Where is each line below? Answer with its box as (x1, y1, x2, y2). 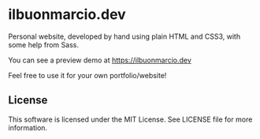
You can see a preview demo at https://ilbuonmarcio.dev (8, 55, 191, 65)
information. (8, 122, 48, 132)
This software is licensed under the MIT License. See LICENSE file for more (8, 115, 253, 124)
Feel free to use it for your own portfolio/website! (8, 70, 167, 80)
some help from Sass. (8, 39, 79, 49)
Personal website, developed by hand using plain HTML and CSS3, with (8, 32, 241, 41)
